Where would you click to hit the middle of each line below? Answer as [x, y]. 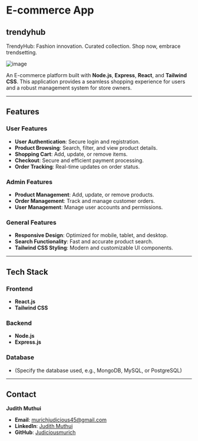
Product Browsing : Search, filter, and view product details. [86, 147]
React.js [25, 301]
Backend [19, 323]
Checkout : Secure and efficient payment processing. [79, 160]
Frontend [19, 288]
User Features [27, 129]
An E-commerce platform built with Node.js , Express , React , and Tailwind [97, 75]
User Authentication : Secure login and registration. [77, 141]
